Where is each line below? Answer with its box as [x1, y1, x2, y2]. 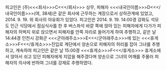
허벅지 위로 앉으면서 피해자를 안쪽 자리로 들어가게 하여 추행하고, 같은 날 [18, 29, 157, 35]
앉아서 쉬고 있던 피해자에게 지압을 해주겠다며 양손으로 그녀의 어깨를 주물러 [10, 54, 154, 59]
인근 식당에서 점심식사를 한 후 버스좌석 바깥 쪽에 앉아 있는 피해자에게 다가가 [10, 23, 157, 29]
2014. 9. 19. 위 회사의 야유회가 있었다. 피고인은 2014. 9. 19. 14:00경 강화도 [5, 17, 150, 22]
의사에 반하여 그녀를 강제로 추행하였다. [18, 60, 93, 66]
